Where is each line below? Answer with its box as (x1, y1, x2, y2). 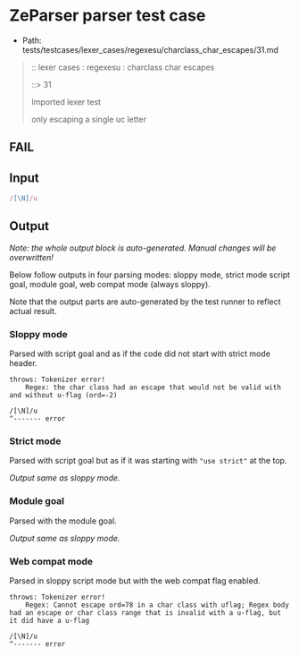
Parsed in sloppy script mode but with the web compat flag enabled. (9, 575, 261, 586)
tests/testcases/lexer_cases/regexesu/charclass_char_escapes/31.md (21, 44, 279, 55)
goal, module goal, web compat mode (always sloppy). (9, 278, 212, 289)
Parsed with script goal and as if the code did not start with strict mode (9, 348, 270, 359)
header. (9, 358, 37, 369)
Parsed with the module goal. (9, 515, 118, 526)
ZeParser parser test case (9, 5, 206, 26)
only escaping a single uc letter (30, 114, 147, 124)
